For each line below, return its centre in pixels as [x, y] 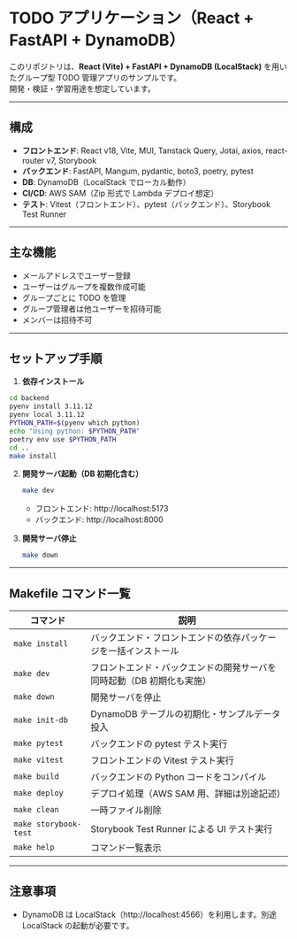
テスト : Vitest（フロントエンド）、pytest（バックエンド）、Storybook [146, 204]
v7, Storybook [72, 160]
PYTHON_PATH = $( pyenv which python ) [75, 423]
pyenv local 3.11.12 [47, 415]
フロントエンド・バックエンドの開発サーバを [183, 667]
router [33, 160]
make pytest [39, 743]
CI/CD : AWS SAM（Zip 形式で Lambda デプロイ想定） [120, 193]
